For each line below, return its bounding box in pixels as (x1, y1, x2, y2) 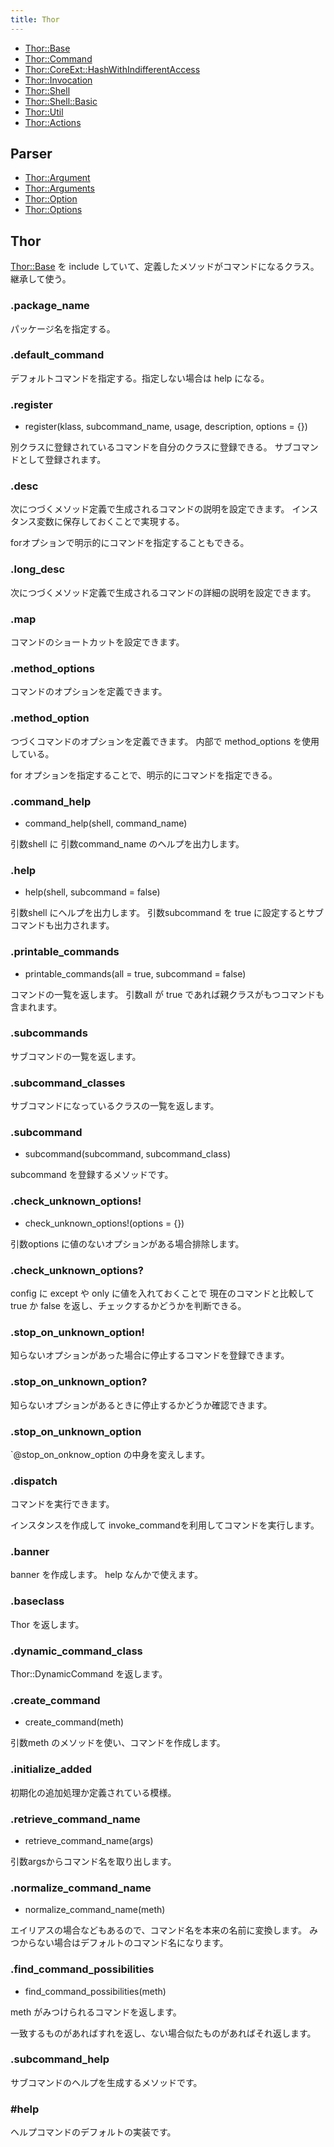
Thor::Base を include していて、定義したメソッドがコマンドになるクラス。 (10, 261, 320, 273)
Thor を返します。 (10, 1618, 85, 1630)
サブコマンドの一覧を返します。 (10, 1050, 142, 1062)
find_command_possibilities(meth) (24, 1985, 167, 1997)
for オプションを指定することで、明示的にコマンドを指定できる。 (10, 769, 278, 781)
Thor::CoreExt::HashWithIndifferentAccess (24, 63, 201, 75)
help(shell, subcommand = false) (24, 886, 161, 898)
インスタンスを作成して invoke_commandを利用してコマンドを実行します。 (10, 1519, 320, 1531)
